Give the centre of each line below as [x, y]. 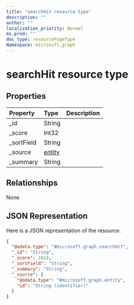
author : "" [20, 23]
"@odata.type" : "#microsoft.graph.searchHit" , [70, 247]
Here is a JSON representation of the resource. [64, 231]
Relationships [32, 183]
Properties [26, 96]
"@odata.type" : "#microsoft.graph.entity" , [71, 280]
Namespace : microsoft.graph [41, 45]
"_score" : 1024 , [31, 258]
